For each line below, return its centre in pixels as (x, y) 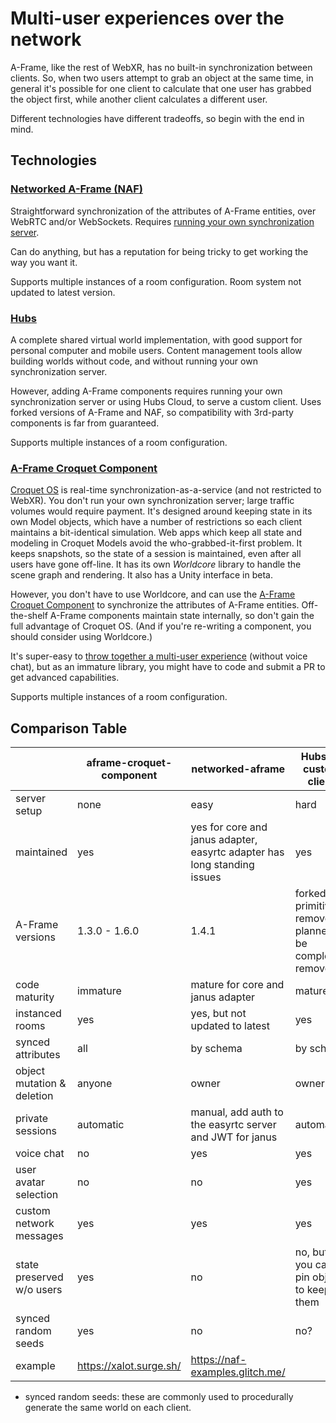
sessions (36, 1131)
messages (39, 1236)
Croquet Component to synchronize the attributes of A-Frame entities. (155, 605)
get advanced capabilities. (65, 678)
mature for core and (237, 985)
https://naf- (218, 1360)
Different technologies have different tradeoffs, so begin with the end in (157, 118)
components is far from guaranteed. (85, 423)
